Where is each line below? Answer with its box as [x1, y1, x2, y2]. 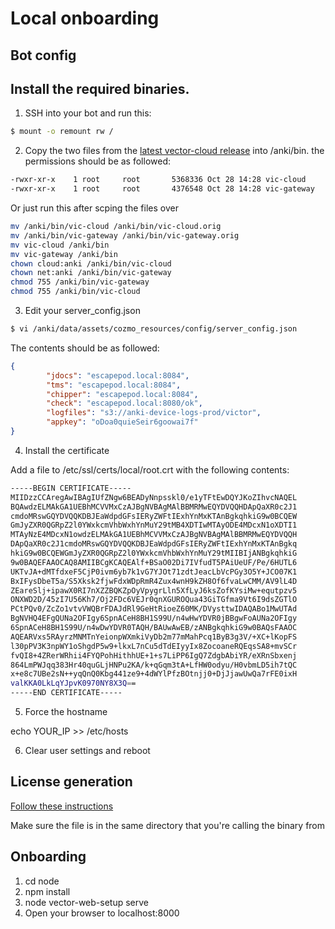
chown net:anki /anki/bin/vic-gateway [10, 268, 172, 278]
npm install [24, 885, 71, 897]
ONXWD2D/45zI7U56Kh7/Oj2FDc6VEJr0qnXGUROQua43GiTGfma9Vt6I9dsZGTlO [10, 595, 298, 605]
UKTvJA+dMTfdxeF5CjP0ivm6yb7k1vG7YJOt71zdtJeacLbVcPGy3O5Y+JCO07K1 [10, 567, 298, 577]
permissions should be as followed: [24, 155, 171, 167]
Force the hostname [24, 706, 108, 718]
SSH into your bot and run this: [24, 107, 152, 119]
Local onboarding [10, 7, 160, 30]
